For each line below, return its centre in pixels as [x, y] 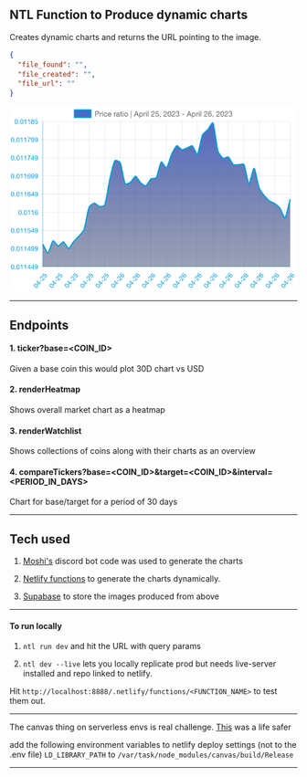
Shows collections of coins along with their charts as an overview [132, 451]
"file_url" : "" [47, 84]
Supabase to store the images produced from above [121, 596]
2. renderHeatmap [45, 389]
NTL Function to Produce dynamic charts [129, 15]
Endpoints [39, 325]
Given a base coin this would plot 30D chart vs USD [107, 368]
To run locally [36, 625]
